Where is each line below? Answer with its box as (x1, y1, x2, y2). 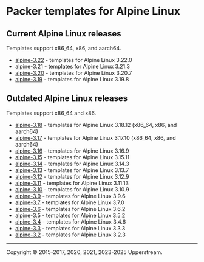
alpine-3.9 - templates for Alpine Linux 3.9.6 (15, 192, 126, 199)
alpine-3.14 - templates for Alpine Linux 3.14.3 (15, 160, 129, 167)
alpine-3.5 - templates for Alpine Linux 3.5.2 (15, 212, 126, 219)
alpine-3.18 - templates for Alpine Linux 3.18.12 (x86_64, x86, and (15, 121, 177, 128)
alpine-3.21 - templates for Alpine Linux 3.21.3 (15, 63, 131, 70)
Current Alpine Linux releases (6, 29, 121, 39)
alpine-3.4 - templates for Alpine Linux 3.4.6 (15, 218, 126, 226)
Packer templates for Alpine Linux (6, 4, 181, 18)
